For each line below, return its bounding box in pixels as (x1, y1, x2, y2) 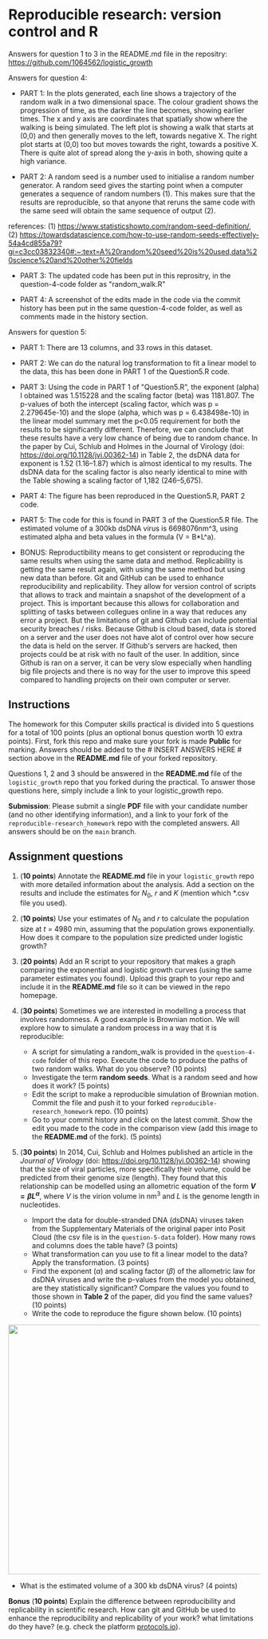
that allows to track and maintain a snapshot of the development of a (19, 590, 246, 599)
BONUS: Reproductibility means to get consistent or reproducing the (19, 547, 245, 557)
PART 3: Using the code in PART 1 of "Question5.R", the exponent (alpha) (19, 382, 260, 392)
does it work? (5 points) (31, 1081, 110, 1091)
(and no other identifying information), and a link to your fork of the (8, 810, 229, 819)
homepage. (19, 991, 58, 1001)
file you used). (19, 898, 68, 908)
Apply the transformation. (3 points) (31, 1257, 150, 1267)
